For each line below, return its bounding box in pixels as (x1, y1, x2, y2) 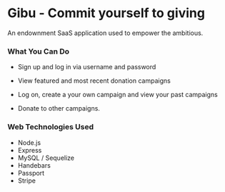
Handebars (17, 161, 51, 169)
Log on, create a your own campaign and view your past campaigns (17, 91, 218, 99)
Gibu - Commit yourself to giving (7, 5, 206, 21)
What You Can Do (7, 46, 70, 56)
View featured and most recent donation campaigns (17, 76, 171, 85)
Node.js (17, 138, 41, 147)
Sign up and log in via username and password (17, 63, 156, 71)
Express (17, 146, 42, 154)
